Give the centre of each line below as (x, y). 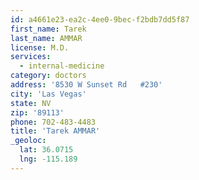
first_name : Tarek (48, 29)
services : (31, 57)
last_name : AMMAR (46, 38)
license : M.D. (40, 47)
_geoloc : (28, 141)
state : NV (31, 103)
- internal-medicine (62, 66)
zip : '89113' (37, 112)
